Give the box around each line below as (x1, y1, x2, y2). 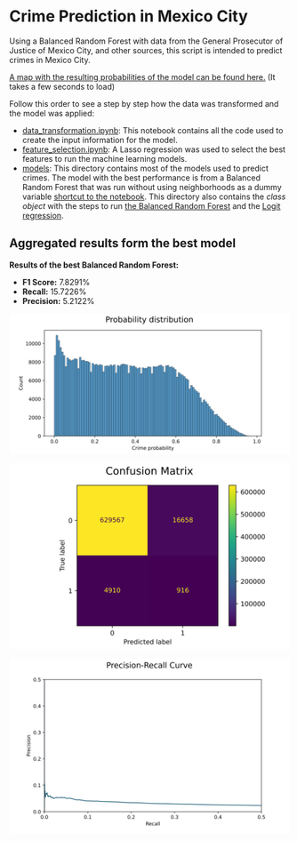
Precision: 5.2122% (21, 295, 95, 306)
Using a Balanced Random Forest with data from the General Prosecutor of (9, 36, 284, 46)
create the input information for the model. (21, 134, 178, 145)
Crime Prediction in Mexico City (9, 6, 249, 27)
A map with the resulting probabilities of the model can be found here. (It (9, 71, 276, 82)
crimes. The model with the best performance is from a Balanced (21, 172, 261, 183)
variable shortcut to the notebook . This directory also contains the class (21, 191, 286, 202)
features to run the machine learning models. (21, 153, 188, 164)
